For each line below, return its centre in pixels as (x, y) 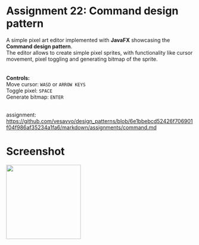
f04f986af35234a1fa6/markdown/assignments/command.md (81, 127)
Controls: (18, 78)
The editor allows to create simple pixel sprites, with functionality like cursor (99, 52)
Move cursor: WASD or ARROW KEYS (46, 84)
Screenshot (35, 151)
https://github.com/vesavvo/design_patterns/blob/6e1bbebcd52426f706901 (99, 121)
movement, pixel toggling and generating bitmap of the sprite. (82, 59)
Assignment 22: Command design (92, 11)
